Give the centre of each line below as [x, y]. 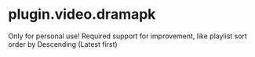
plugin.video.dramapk [82, 14]
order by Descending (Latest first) [63, 44]
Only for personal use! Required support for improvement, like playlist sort [127, 36]
